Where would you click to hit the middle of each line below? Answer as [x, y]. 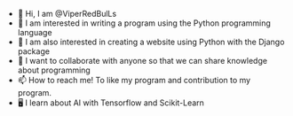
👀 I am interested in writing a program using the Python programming [144, 23]
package [34, 51]
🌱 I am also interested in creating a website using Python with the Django [151, 42]
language [35, 32]
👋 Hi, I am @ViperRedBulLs [67, 14]
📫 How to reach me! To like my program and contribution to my [134, 80]
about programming [54, 70]
